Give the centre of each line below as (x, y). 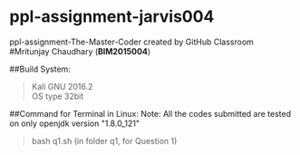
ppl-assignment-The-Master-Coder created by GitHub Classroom (131, 42)
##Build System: (40, 69)
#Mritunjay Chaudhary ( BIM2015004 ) (80, 51)
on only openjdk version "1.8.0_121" (75, 123)
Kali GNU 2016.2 (62, 86)
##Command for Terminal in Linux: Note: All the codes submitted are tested (150, 113)
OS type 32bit (58, 96)
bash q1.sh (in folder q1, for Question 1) (104, 140)
